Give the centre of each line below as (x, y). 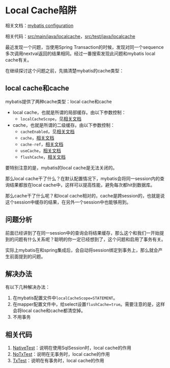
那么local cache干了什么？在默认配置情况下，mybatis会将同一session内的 (83, 178)
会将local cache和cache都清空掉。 (49, 310)
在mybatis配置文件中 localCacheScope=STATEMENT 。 (65, 298)
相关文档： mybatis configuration (39, 25)
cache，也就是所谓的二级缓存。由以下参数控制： (64, 125)
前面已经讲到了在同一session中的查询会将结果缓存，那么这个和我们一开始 (82, 233)
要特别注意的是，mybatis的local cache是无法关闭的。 (61, 167)
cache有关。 (19, 60)
